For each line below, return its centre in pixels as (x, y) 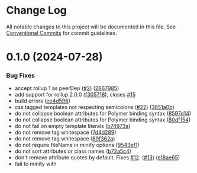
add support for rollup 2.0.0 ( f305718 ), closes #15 (75, 95)
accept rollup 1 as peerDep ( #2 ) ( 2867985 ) (67, 88)
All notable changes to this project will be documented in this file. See (91, 27)
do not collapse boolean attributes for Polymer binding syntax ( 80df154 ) (103, 120)
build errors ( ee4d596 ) (43, 101)
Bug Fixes (21, 76)
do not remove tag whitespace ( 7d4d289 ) (65, 132)
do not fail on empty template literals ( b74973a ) (72, 126)
